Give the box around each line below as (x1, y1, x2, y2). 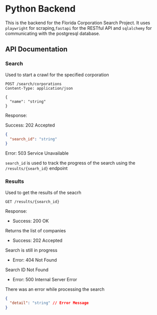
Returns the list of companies (5, 227, 66, 233)
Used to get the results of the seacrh (5, 190, 82, 196)
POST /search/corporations (5, 81, 62, 86)
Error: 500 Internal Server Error (12, 276, 77, 282)
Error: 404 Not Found (12, 257, 57, 263)
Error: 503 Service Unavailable (5, 150, 69, 156)
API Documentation (5, 45, 68, 53)
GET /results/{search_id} (5, 199, 59, 204)
